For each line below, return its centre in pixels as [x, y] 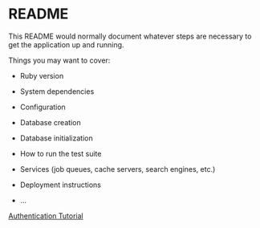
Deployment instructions [61, 185]
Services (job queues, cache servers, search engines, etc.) [118, 169]
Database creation [51, 122]
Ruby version [42, 75]
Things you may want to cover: [59, 60]
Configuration [43, 107]
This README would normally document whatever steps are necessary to [130, 36]
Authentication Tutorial [46, 216]
